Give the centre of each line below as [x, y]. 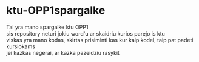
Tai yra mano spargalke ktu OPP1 [47, 27]
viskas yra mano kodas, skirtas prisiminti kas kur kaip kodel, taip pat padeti [100, 40]
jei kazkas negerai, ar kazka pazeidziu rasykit [63, 52]
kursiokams [21, 46]
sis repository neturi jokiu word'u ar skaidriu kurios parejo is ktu [86, 33]
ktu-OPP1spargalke [56, 11]
